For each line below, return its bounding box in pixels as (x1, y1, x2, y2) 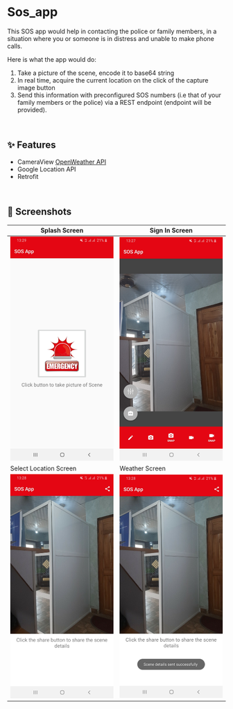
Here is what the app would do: (7, 55, 97, 63)
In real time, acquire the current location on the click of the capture (17, 76, 209, 84)
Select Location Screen (10, 464, 77, 472)
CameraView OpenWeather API (17, 157, 106, 166)
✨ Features (7, 139, 56, 151)
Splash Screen (40, 226, 84, 234)
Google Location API (17, 164, 76, 173)
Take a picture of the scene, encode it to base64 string (17, 69, 175, 77)
